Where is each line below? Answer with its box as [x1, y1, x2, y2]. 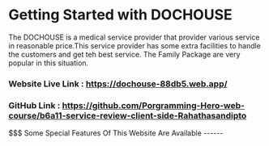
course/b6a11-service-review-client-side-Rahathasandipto [8, 110, 247, 121]
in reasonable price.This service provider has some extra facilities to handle [8, 40, 262, 50]
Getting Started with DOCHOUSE [8, 6, 233, 24]
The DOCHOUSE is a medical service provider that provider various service [8, 32, 260, 42]
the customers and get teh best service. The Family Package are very [8, 49, 241, 59]
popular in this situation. [8, 58, 89, 68]
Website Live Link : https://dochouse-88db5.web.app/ [8, 78, 228, 90]
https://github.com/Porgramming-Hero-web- [62, 99, 246, 111]
